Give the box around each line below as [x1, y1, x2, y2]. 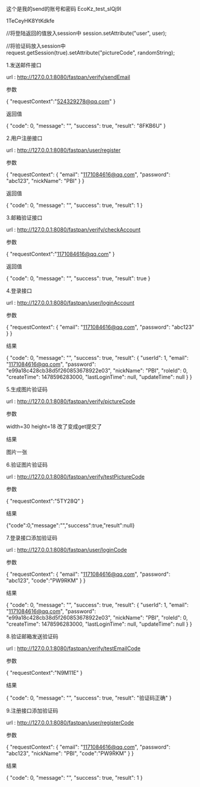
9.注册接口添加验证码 [6, 707, 59, 714]
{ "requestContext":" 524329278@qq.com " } [6, 98, 116, 105]
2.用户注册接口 [6, 134, 43, 142]
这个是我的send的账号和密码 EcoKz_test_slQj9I [6, 5, 122, 12]
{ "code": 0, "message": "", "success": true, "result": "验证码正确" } [6, 695, 172, 701]
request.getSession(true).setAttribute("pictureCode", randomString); [6, 49, 175, 56]
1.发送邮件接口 [6, 62, 42, 68]
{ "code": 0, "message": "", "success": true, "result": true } [6, 275, 151, 282]
